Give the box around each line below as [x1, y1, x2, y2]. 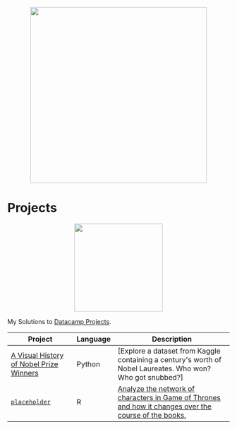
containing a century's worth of [117, 354, 222, 364]
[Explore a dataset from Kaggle [117, 346, 221, 356]
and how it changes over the [117, 402, 212, 411]
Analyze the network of [117, 384, 195, 394]
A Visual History [11, 350, 64, 360]
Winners [11, 368, 39, 378]
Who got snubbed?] [117, 372, 183, 382]
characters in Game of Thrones [117, 392, 221, 402]
